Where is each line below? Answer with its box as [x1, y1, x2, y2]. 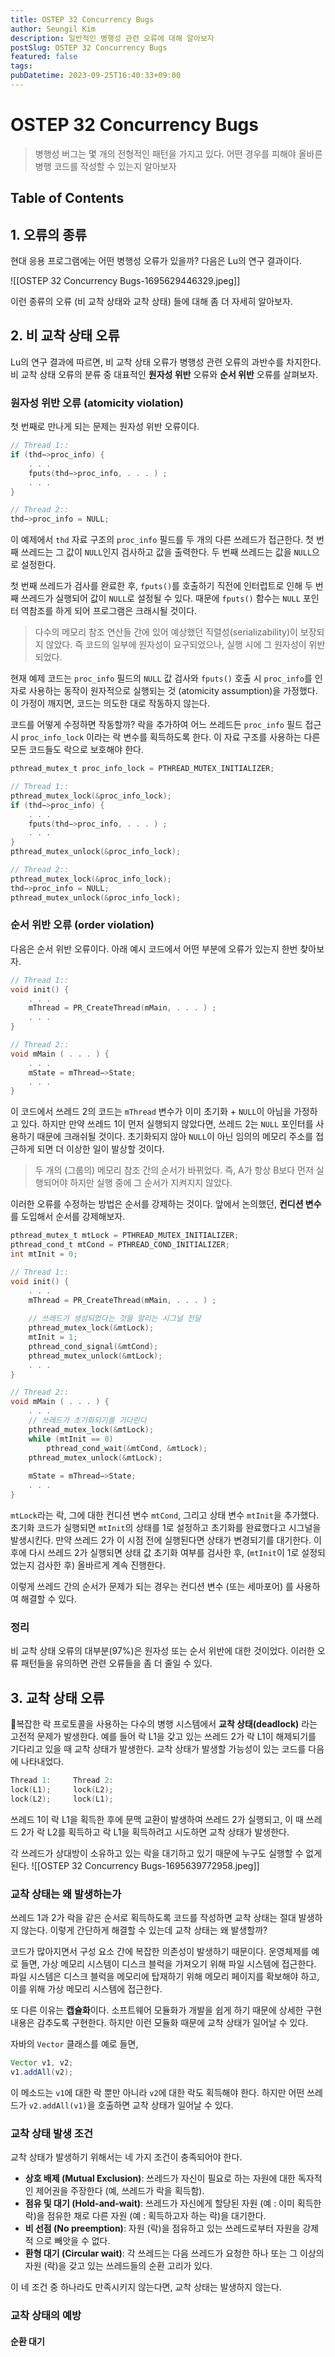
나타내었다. [20, 1756, 65, 1768]
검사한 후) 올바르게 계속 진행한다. [36, 1559, 166, 1571]
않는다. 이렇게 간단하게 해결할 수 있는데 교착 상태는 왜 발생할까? [20, 1924, 268, 1936]
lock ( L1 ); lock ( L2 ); [10, 1784, 114, 1795]
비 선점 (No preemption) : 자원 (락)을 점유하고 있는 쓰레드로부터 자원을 [24, 2222, 301, 2234]
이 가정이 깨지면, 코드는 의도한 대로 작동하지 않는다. [10, 697, 210, 710]
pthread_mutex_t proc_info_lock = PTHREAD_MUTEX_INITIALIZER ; [10, 764, 275, 774]
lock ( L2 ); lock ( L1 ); [10, 1794, 114, 1804]
